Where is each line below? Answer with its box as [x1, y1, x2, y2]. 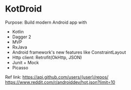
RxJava [12, 44, 27, 50]
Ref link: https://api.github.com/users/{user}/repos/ [5, 74, 109, 80]
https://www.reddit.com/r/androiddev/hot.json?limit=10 [5, 79, 116, 85]
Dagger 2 [12, 34, 31, 40]
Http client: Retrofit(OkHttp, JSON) [12, 54, 82, 60]
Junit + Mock [12, 60, 39, 65]
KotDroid [5, 3, 42, 15]
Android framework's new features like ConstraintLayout [12, 49, 126, 55]
